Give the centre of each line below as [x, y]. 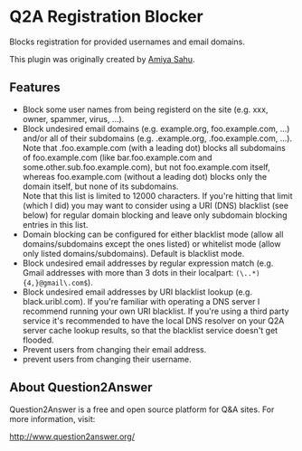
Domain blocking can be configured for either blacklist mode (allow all [153, 234]
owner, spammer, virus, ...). [73, 118]
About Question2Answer [81, 387]
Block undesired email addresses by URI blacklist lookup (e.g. [137, 292]
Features [35, 88]
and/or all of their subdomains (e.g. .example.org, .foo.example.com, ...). [157, 138]
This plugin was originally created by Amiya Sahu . [102, 59]
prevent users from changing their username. [107, 359]
